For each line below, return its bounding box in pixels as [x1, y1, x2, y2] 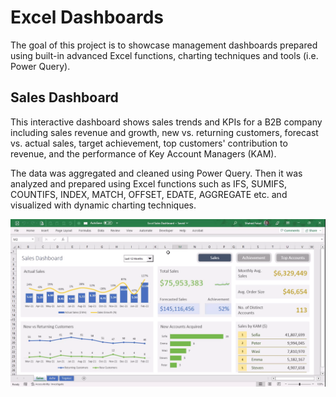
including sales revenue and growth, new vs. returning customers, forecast [10, 126, 319, 138]
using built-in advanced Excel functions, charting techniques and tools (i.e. [10, 49, 319, 61]
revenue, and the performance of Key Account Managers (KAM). [10, 147, 277, 160]
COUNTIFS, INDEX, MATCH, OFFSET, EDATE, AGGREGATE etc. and [10, 188, 288, 200]
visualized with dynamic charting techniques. [10, 199, 197, 211]
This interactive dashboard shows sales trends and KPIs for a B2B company [10, 116, 323, 128]
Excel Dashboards [10, 6, 165, 29]
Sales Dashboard [10, 89, 119, 106]
